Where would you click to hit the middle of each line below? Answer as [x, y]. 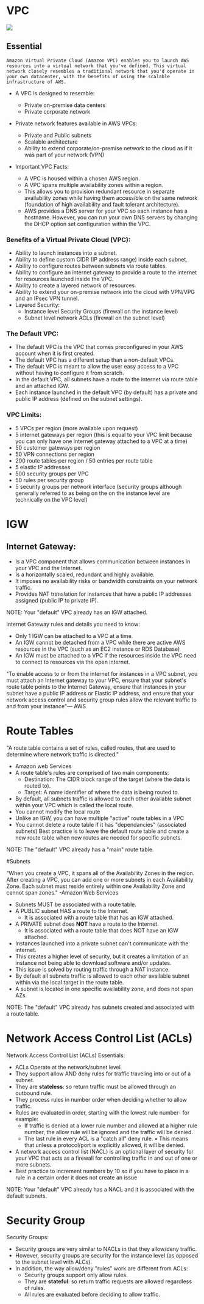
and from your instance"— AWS [46, 706]
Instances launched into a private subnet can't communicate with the [102, 943]
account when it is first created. [55, 353]
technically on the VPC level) [51, 499]
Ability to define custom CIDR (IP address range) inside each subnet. [101, 260]
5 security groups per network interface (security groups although [98, 486]
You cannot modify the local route [58, 811]
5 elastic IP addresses [43, 467]
